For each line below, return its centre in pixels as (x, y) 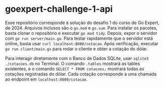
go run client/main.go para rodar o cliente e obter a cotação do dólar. (77, 49)
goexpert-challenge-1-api (59, 9)
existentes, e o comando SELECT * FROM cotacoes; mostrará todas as (75, 69)
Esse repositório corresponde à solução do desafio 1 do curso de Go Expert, (82, 23)
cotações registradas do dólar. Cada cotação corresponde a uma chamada (81, 74)
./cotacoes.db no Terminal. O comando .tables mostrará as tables (72, 63)
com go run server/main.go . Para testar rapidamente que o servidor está (79, 38)
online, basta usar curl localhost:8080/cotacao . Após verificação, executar (82, 43)
